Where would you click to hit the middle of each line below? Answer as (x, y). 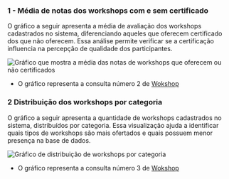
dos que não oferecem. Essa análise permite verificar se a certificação (111, 41)
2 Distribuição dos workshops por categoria (85, 102)
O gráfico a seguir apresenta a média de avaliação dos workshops (105, 26)
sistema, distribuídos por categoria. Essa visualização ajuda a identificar (113, 125)
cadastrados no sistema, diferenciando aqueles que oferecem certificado (115, 33)
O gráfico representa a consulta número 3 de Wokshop (98, 168)
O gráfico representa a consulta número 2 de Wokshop (98, 84)
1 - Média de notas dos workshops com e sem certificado (108, 11)
